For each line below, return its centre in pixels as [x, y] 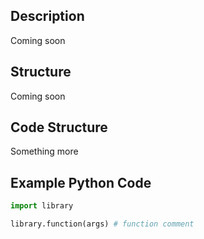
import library [42, 206]
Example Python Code [81, 182]
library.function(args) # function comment [102, 224]
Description [47, 16]
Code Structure [59, 127]
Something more [44, 151]
